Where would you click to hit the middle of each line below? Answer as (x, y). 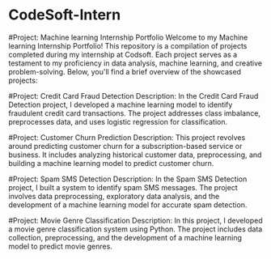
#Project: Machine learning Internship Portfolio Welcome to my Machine (128, 37)
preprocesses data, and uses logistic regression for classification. (118, 121)
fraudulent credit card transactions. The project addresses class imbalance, (135, 113)
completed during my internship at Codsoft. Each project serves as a (123, 54)
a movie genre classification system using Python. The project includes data (135, 229)
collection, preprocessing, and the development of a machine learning (125, 237)
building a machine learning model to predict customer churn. (111, 163)
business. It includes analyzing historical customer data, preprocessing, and (135, 155)
